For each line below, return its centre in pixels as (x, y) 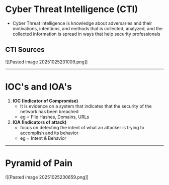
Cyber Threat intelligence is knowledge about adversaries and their (82, 23)
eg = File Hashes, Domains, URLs (55, 117)
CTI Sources (25, 50)
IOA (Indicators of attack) (39, 122)
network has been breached (49, 111)
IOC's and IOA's (38, 87)
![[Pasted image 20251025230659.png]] (47, 177)
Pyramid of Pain (39, 163)
